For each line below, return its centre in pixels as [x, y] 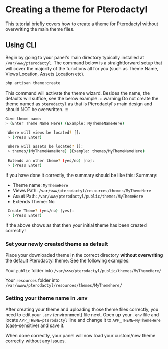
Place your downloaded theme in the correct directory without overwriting [84, 255]
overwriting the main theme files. [40, 29]
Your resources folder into [32, 280]
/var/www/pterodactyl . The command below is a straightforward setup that [84, 63]
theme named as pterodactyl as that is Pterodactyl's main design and [79, 104]
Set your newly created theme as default [57, 244]
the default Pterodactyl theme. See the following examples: [67, 260]
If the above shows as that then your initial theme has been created [76, 225]
